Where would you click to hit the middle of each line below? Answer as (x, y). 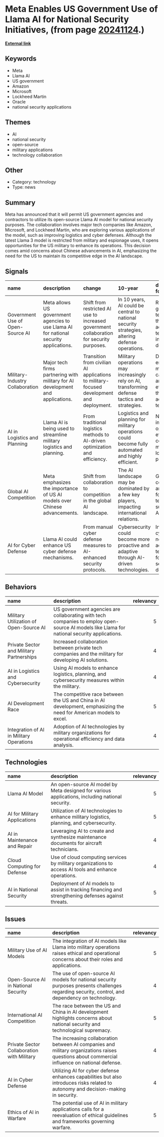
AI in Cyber (20, 1080)
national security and (76, 1024)
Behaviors (21, 587)
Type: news (24, 187)
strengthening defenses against (87, 895)
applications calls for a (78, 1109)
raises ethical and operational (86, 954)
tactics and (131, 399)
